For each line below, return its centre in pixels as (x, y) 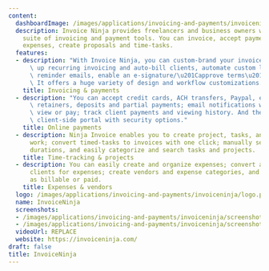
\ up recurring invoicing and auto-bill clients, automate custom (143, 68)
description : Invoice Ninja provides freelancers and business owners (136, 30)
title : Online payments (62, 127)
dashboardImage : (42, 23)
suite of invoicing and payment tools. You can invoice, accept (132, 38)
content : (23, 16)
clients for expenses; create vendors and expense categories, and (145, 172)
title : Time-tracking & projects (78, 157)
